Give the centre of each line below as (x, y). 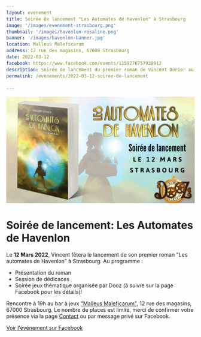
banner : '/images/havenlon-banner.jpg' (56, 38)
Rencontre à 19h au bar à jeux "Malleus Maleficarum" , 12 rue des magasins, (99, 303)
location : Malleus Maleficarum (45, 44)
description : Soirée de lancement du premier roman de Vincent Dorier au (100, 70)
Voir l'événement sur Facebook (45, 327)
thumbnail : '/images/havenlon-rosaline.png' (63, 32)
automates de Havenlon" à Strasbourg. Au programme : (75, 261)
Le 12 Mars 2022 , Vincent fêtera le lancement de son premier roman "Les (97, 254)
